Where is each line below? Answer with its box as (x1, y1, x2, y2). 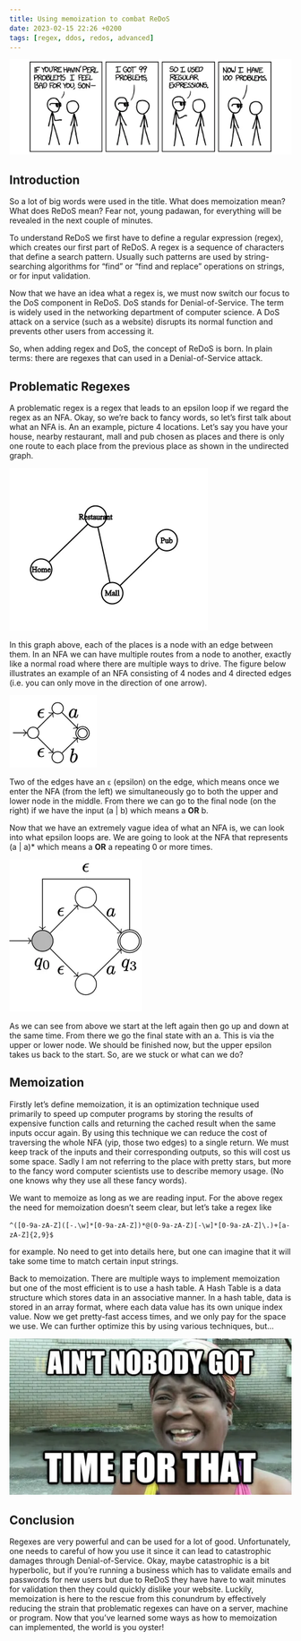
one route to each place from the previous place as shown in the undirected (9, 441, 289, 451)
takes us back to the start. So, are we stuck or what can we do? (9, 1049, 244, 1061)
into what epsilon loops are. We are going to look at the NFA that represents (9, 832, 288, 843)
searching (9, 261, 47, 272)
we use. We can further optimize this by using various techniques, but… (9, 1320, 275, 1331)
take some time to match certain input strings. (9, 1255, 179, 1267)
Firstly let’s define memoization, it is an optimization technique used (9, 1098, 260, 1110)
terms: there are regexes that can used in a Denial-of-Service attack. (9, 353, 263, 364)
